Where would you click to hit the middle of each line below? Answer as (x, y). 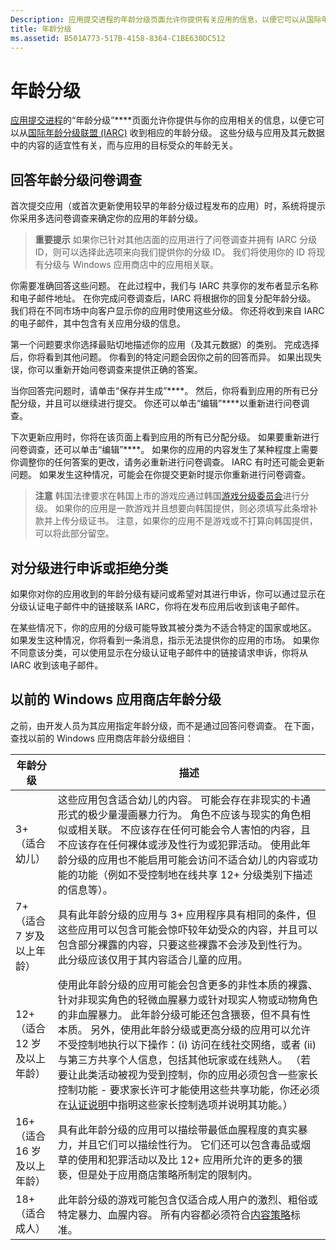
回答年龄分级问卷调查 (76, 179)
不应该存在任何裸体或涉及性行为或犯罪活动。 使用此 (179, 844)
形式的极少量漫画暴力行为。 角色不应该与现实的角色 (179, 814)
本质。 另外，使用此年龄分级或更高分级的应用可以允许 (184, 1029)
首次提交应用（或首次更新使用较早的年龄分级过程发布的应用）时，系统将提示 (168, 206)
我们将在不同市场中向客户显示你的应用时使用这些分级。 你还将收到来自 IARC (167, 311)
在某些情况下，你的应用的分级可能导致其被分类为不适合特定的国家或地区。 (163, 627)
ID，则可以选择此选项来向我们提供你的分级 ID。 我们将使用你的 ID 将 (175, 252)
